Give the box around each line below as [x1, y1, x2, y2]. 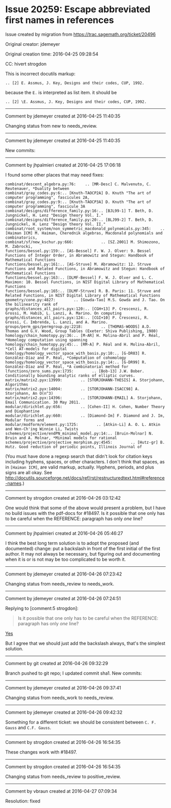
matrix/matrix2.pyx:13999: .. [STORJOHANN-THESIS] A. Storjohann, [5, 378, 165, 383]
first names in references [5, 14, 115, 26]
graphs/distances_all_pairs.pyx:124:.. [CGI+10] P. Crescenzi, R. [5, 315, 149, 320]
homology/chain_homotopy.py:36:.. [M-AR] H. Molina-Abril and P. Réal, [5, 333, 160, 338]
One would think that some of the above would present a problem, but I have [5, 505, 166, 511]
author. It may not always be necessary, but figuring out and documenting [5, 551, 160, 557]
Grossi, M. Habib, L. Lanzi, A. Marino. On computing [5, 310, 122, 316]
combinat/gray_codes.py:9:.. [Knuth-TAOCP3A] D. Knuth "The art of [5, 199, 152, 205]
